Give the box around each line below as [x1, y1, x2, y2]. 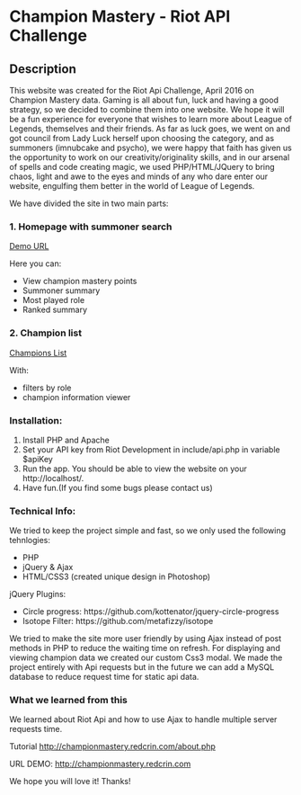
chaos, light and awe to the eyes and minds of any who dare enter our [9, 171, 269, 182]
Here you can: [9, 258, 62, 269]
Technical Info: [9, 505, 76, 517]
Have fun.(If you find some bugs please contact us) [22, 482, 213, 493]
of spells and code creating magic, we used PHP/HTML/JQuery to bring [9, 162, 276, 172]
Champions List [9, 347, 67, 358]
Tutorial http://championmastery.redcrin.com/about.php [9, 741, 216, 752]
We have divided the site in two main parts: [9, 198, 169, 209]
